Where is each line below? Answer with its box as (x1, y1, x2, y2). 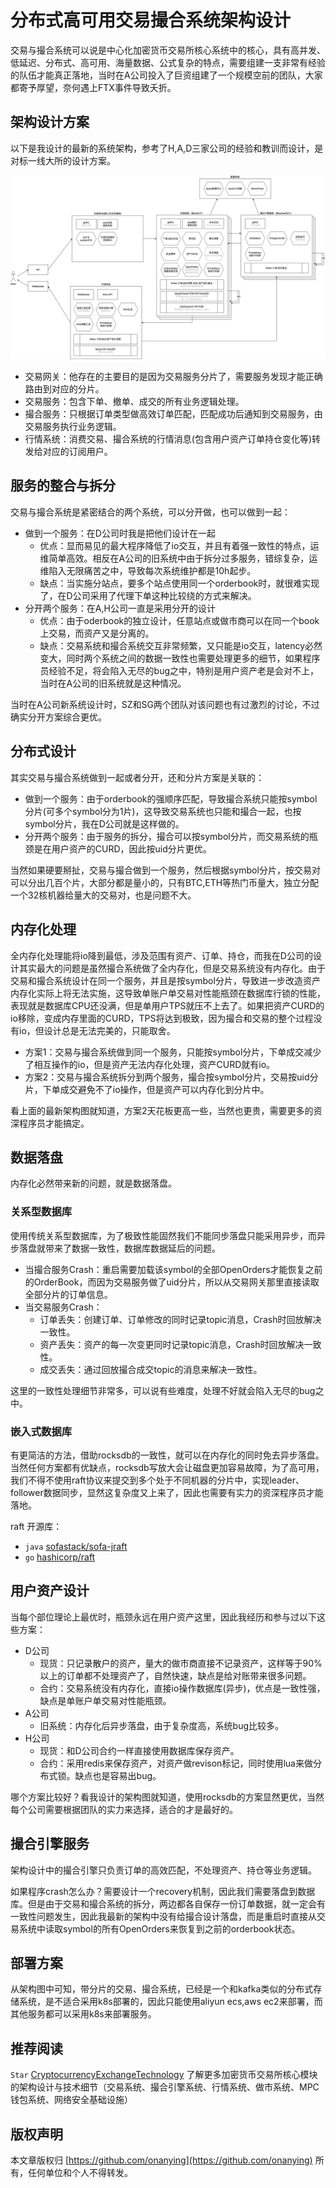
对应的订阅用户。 (42, 446, 113, 458)
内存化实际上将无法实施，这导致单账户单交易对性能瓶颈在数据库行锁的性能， (10, 987, 326, 999)
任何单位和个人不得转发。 (27, 2166, 133, 2178)
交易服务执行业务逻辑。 (24, 421, 122, 433)
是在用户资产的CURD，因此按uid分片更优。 (33, 842, 212, 855)
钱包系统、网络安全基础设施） (10, 2094, 133, 2106)
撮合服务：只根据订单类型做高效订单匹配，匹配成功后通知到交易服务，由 (24, 408, 323, 420)
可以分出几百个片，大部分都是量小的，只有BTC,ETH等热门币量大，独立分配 (10, 876, 320, 888)
